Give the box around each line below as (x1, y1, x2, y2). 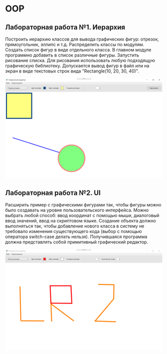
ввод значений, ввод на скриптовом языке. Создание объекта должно (5, 218, 156, 224)
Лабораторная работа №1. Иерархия (5, 23, 126, 31)
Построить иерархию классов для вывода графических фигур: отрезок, (5, 36, 160, 42)
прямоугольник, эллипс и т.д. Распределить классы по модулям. (5, 41, 145, 47)
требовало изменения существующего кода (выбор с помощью (5, 228, 142, 234)
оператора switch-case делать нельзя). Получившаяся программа (5, 233, 148, 240)
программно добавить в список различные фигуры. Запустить (5, 52, 140, 58)
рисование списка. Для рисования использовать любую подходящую (5, 57, 156, 63)
